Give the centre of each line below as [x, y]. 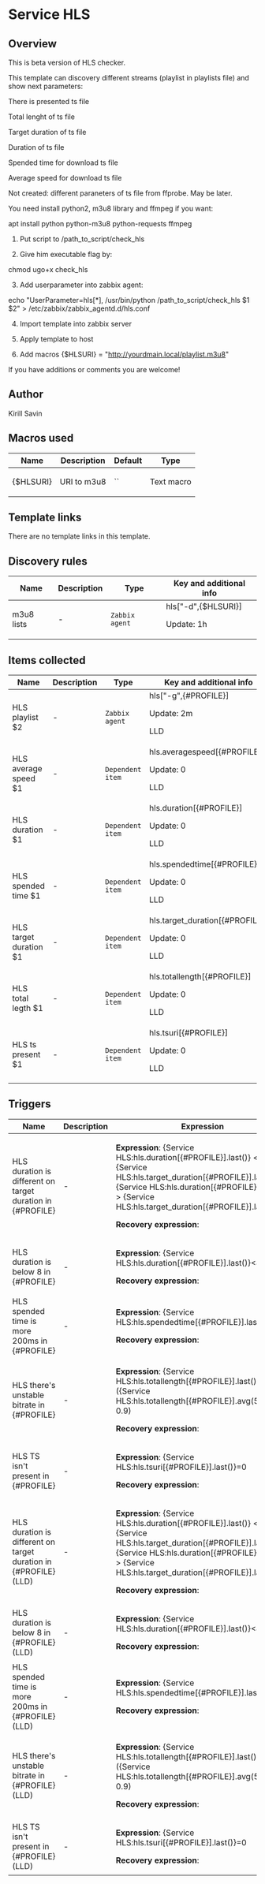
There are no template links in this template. [80, 536]
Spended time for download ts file [63, 162]
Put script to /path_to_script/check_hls [82, 239]
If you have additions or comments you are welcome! [94, 369]
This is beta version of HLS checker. [67, 62]
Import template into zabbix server [76, 324]
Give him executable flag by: [66, 254]
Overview [33, 44]
